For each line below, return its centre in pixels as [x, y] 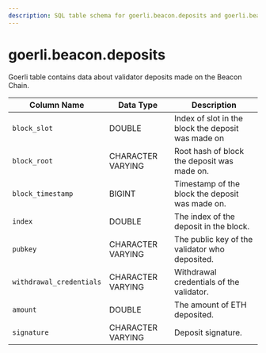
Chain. [19, 85]
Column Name [57, 105]
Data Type [138, 105]
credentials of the [207, 282]
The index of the [204, 217]
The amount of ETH [210, 305]
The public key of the [213, 239]
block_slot [32, 128]
